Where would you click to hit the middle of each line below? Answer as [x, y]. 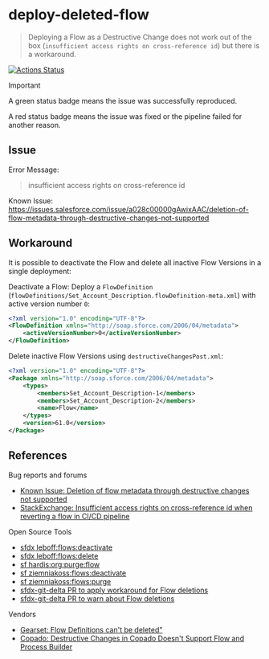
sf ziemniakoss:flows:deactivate [73, 573]
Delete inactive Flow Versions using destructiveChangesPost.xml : [116, 356]
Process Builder [46, 647]
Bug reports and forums [48, 475]
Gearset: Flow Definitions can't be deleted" [91, 629]
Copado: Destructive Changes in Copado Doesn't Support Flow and [132, 638]
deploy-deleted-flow [79, 15]
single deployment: [40, 271]
